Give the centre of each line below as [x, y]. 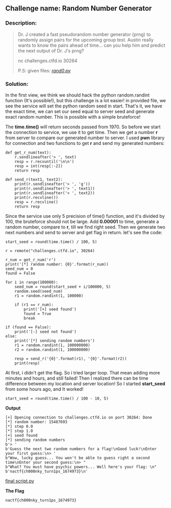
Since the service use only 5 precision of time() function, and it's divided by [85, 216]
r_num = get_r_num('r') [31, 260]
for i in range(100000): [32, 282]
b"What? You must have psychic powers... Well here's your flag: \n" [81, 467]
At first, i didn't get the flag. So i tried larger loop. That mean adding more [83, 372]
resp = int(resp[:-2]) [39, 166]
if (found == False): [28, 327]
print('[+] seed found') [50, 309]
